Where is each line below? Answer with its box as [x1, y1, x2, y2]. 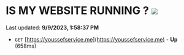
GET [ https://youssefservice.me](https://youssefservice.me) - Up [14, 35, 178, 43]
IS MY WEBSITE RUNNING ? [6, 4, 150, 18]
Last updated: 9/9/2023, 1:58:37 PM [6, 24, 99, 31]
